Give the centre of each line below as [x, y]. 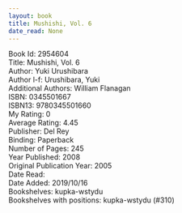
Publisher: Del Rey [39, 131]
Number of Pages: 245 [47, 149]
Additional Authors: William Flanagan [70, 88]
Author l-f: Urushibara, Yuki [54, 80]
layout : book [30, 16]
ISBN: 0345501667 [40, 97]
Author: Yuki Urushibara [49, 71]
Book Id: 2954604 [38, 54]
